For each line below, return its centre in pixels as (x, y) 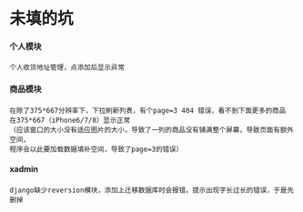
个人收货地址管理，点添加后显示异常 (67, 68)
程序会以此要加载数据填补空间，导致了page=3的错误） (96, 149)
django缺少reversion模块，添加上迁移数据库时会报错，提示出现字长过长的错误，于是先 (151, 190)
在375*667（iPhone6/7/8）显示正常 (70, 120)
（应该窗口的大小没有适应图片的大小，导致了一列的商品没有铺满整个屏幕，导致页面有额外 (151, 130)
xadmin (24, 169)
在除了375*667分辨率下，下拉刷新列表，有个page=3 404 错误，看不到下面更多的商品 (148, 110)
